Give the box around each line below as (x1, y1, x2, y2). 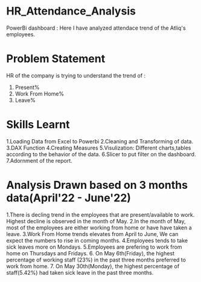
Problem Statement (6, 52, 106, 66)
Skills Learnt (6, 118, 70, 131)
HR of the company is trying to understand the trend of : (6, 71, 146, 79)
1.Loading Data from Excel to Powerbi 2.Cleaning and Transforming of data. (6, 137, 194, 145)
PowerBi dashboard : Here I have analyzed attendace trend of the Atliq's (6, 24, 186, 31)
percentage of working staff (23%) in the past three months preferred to (6, 256, 186, 263)
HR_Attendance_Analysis (6, 4, 136, 18)
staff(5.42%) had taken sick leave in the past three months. (6, 269, 154, 276)
